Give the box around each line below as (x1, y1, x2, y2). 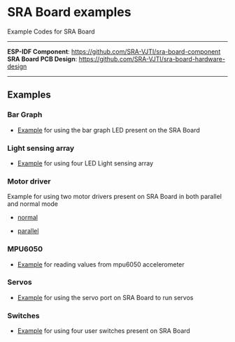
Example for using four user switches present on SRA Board (17, 327, 190, 335)
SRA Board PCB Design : (7, 54, 78, 63)
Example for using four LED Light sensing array (17, 158, 154, 168)
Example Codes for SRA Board (7, 27, 96, 36)
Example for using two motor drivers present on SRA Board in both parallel (7, 193, 222, 201)
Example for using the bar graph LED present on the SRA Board (17, 126, 201, 134)
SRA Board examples (7, 4, 131, 20)
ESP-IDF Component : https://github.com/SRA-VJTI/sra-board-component (7, 47, 221, 56)
